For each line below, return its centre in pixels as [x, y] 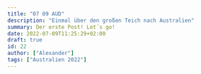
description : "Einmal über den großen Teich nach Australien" [101, 20]
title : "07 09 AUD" [36, 14]
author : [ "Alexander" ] [41, 54]
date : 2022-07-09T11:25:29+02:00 [57, 33]
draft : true [25, 40]
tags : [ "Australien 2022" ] [47, 60]
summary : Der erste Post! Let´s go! [61, 27]
